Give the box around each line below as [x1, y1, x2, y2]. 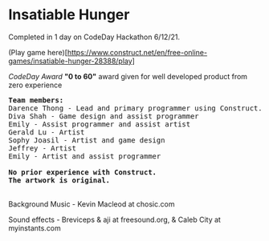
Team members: [8, 95, 64, 105]
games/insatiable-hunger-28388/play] [8, 56, 135, 66]
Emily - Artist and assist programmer [8, 151, 161, 161]
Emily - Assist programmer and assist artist [8, 119, 191, 129]
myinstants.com [8, 223, 62, 233]
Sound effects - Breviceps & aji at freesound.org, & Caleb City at [8, 215, 221, 224]
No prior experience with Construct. [8, 167, 157, 177]
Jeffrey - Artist [8, 143, 76, 153]
